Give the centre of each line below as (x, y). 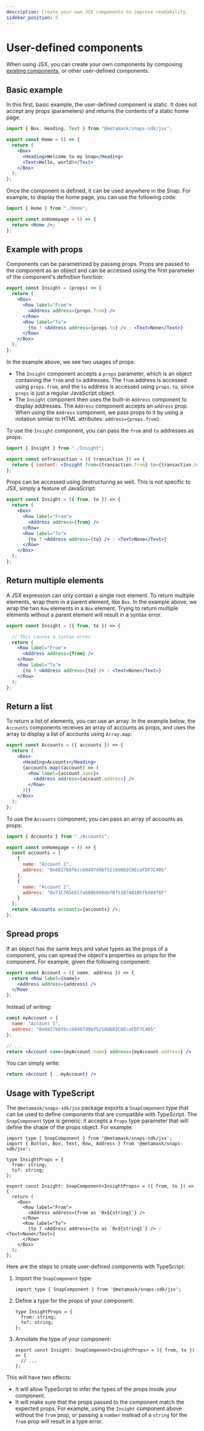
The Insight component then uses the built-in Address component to (101, 399)
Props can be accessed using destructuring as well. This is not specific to (99, 482)
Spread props (32, 934)
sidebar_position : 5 (32, 18)
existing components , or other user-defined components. (78, 71)
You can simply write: (33, 1063)
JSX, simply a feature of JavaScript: (51, 488)
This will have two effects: (39, 1378)
